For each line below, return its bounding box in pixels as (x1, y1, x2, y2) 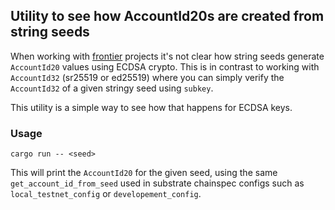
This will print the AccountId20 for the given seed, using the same (10, 167, 278, 179)
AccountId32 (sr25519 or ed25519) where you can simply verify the (10, 71, 285, 83)
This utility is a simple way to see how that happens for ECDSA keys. (10, 101, 293, 113)
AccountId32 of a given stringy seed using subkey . (10, 82, 214, 94)
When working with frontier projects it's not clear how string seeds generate (10, 50, 325, 62)
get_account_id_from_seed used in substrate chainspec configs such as (10, 177, 305, 189)
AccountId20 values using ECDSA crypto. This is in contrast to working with (10, 60, 320, 73)
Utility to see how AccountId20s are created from (10, 8, 325, 25)
